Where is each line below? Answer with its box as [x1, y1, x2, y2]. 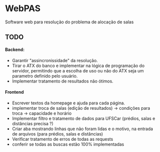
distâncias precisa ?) [12, 120, 54, 126]
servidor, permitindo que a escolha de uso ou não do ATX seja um [12, 68, 144, 73]
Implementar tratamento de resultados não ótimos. [12, 78, 113, 84]
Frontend [5, 89, 24, 95]
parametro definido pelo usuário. [12, 73, 78, 79]
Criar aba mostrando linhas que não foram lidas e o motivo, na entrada [12, 126, 153, 132]
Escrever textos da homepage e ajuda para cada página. [12, 100, 125, 106]
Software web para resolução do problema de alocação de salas [5, 19, 134, 25]
